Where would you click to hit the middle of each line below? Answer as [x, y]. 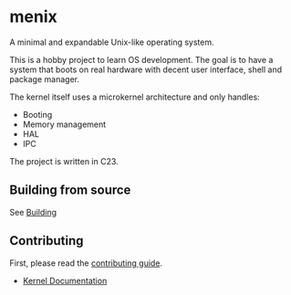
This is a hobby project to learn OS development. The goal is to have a [141, 59]
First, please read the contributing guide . [86, 263]
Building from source [70, 190]
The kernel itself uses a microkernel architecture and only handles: [135, 97]
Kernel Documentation [65, 280]
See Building [33, 212]
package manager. [45, 79]
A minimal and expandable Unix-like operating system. [112, 42]
